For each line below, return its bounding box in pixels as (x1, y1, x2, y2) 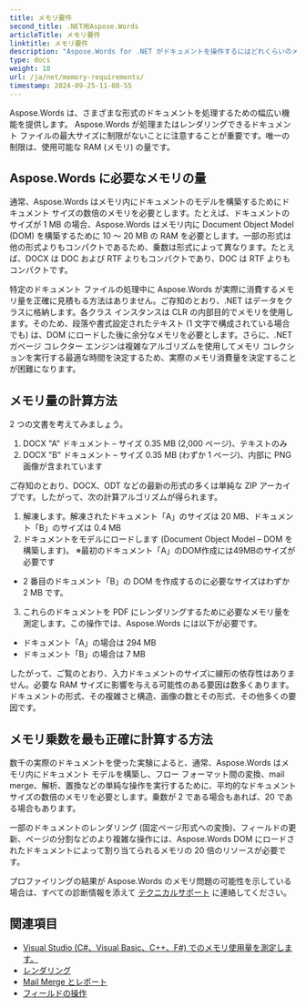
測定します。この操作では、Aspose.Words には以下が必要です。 (22, 618, 262, 629)
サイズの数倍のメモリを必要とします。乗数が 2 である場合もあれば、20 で (9, 791, 285, 802)
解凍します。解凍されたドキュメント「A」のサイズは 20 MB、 (22, 511, 254, 522)
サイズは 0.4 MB (59, 523, 121, 534)
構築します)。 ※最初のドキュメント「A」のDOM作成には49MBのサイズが (22, 545, 296, 556)
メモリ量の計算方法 (9, 392, 117, 408)
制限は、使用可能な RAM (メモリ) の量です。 (9, 141, 175, 152)
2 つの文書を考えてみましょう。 (9, 419, 127, 430)
